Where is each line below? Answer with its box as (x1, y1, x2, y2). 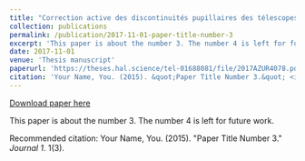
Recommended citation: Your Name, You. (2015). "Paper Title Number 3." (9, 133, 283, 144)
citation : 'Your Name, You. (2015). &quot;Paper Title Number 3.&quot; (9, 73, 286, 82)
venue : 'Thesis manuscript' (9, 55, 116, 65)
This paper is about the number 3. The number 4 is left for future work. (9, 115, 275, 126)
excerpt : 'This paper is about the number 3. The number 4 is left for (9, 38, 286, 48)
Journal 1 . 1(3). (9, 142, 65, 153)
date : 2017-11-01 (9, 47, 75, 56)
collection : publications (9, 22, 107, 31)
